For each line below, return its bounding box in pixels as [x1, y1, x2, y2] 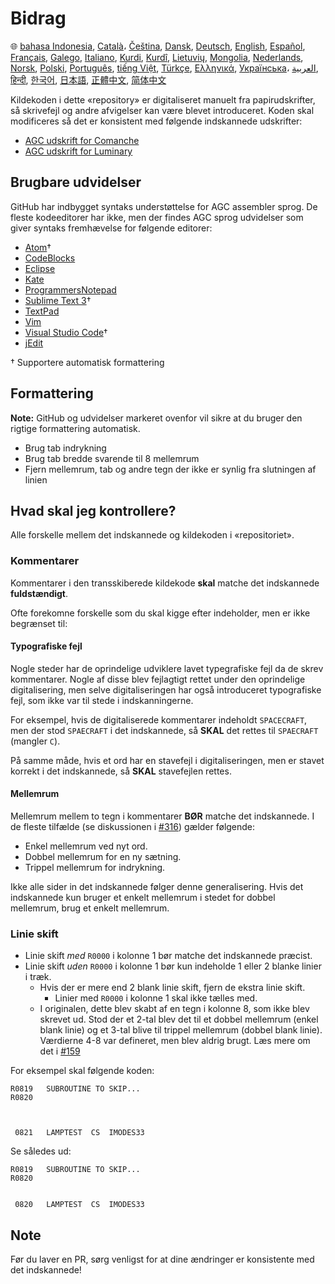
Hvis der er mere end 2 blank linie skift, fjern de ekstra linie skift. [39, 982, 306, 994]
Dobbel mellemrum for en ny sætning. [24, 851, 182, 863]
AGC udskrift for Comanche [24, 134, 140, 146]
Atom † [24, 241, 52, 253]
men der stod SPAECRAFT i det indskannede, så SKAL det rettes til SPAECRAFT [10, 724, 319, 736]
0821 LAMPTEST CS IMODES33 [14, 1128, 145, 1138]
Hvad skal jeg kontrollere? [10, 502, 177, 519]
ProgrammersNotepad [24, 283, 117, 296]
